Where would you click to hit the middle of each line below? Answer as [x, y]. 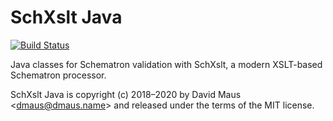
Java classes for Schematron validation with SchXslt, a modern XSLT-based [166, 64]
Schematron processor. [58, 75]
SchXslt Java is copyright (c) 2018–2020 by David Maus [126, 94]
